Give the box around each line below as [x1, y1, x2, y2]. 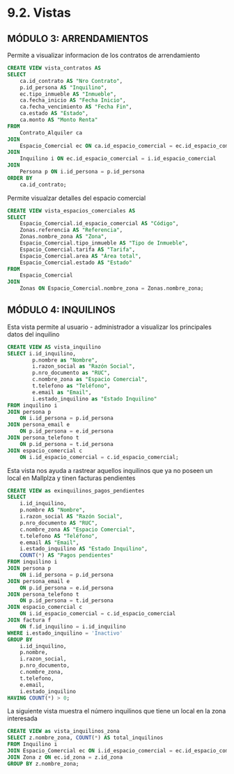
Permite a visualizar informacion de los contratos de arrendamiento [7, 51, 201, 59]
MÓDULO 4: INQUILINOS [7, 304, 116, 316]
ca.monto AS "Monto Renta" [19, 116, 98, 123]
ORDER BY [7, 174, 33, 182]
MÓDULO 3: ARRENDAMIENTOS [7, 33, 148, 45]
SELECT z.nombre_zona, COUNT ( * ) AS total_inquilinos [7, 734, 164, 741]
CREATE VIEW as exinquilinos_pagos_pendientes [7, 487, 145, 494]
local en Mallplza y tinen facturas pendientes [7, 474, 136, 482]
